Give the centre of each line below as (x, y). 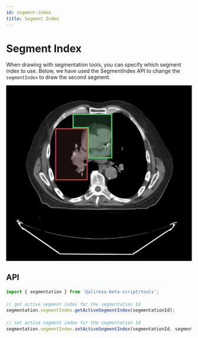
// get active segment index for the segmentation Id (74, 304)
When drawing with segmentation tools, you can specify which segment (94, 65)
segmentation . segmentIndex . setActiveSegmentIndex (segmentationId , (89, 329)
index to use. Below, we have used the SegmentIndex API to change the (93, 71)
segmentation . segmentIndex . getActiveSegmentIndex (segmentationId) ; (91, 310)
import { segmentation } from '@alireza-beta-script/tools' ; (83, 291)
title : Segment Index (33, 19)
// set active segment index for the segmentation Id (74, 323)
